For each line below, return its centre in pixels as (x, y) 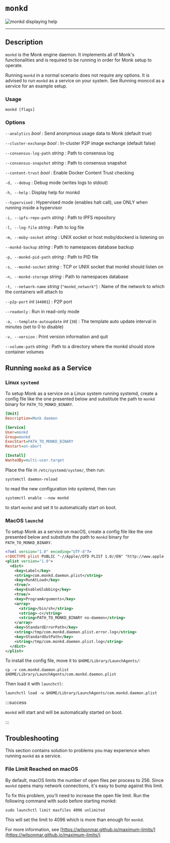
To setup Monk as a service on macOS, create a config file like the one (79, 532)
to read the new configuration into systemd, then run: (61, 488)
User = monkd (17, 432)
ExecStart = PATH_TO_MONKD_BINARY (39, 442)
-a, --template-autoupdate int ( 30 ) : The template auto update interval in (81, 322)
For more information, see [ (34, 829)
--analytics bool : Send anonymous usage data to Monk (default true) (78, 134)
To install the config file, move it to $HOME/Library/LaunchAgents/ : (73, 661)
